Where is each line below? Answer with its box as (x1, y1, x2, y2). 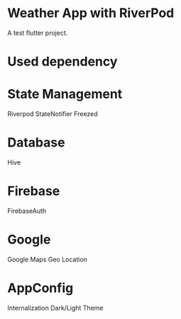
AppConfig (7, 280, 74, 296)
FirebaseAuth (7, 206, 47, 215)
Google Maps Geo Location (7, 255, 87, 263)
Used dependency (7, 53, 118, 70)
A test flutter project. (7, 28, 68, 37)
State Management (7, 86, 123, 103)
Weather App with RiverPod (7, 5, 175, 21)
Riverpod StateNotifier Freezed (7, 110, 98, 118)
